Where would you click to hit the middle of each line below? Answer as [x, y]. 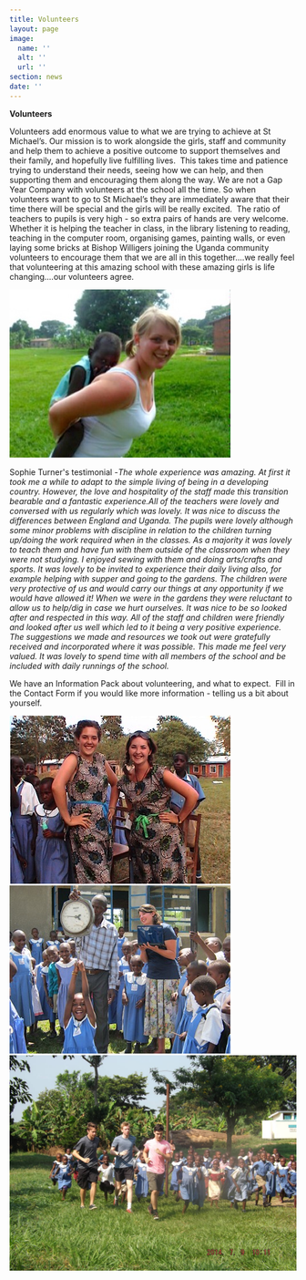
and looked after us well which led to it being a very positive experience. [146, 627]
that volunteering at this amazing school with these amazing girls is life [142, 267]
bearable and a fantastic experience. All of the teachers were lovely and [144, 501]
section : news [36, 77]
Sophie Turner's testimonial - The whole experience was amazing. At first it [150, 472]
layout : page [34, 29]
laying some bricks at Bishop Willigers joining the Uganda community [139, 247]
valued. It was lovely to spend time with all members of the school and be [148, 655]
